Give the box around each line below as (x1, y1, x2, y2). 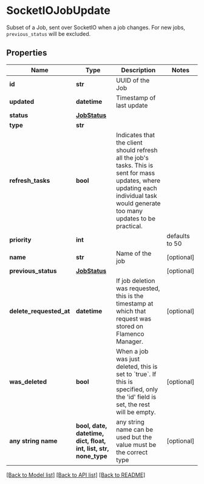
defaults (166, 231, 190, 240)
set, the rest (116, 400, 150, 409)
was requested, (116, 284, 160, 292)
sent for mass (116, 168, 155, 177)
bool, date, (75, 421, 107, 430)
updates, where (116, 176, 161, 185)
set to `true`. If (116, 370, 157, 378)
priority (9, 235, 32, 244)
